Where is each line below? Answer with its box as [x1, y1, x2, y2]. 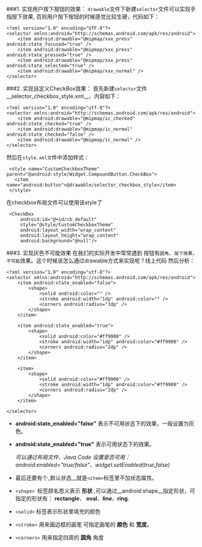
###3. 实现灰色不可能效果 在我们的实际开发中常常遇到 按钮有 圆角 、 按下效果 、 [6, 250, 198, 256]
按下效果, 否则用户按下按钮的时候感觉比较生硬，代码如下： [11, 13, 160, 20]
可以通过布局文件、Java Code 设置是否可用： [15, 453, 130, 461]
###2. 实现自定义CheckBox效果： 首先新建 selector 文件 [6, 85, 148, 92]
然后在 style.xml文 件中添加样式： [6, 154, 90, 161]
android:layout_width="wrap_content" [20, 227, 116, 233]
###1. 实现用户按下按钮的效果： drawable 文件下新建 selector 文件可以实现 [6, 6, 191, 12]
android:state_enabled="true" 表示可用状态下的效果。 [15, 441, 155, 448]
